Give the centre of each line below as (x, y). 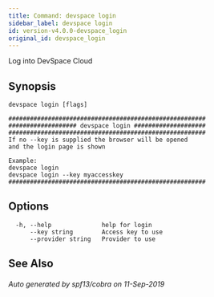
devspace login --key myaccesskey (66, 175)
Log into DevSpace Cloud (50, 61)
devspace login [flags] (48, 105)
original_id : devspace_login (57, 38)
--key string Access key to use (96, 232)
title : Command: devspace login (62, 16)
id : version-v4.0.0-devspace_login (68, 31)
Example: (23, 161)
